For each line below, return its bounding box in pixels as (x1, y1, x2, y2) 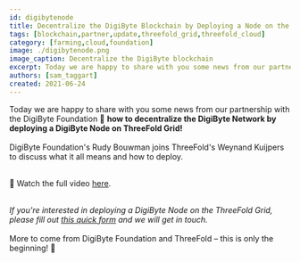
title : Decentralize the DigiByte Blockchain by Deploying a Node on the (9, 21, 290, 30)
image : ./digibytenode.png (9, 46, 110, 55)
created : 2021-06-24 (9, 79, 87, 88)
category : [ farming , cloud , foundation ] (9, 37, 154, 47)
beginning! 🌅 (9, 242, 56, 253)
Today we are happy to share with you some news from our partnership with (9, 103, 290, 114)
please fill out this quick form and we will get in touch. (9, 214, 208, 225)
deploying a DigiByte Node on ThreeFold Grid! (9, 122, 183, 134)
